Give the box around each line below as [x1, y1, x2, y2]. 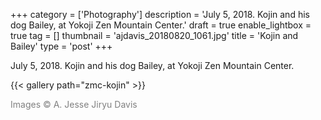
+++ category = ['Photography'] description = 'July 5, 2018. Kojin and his [10, 9, 310, 20]
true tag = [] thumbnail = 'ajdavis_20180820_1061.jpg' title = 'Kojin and [10, 30, 299, 41]
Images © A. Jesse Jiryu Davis [10, 99, 138, 110]
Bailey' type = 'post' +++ [10, 40, 113, 52]
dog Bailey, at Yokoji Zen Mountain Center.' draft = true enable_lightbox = [10, 19, 312, 31]
